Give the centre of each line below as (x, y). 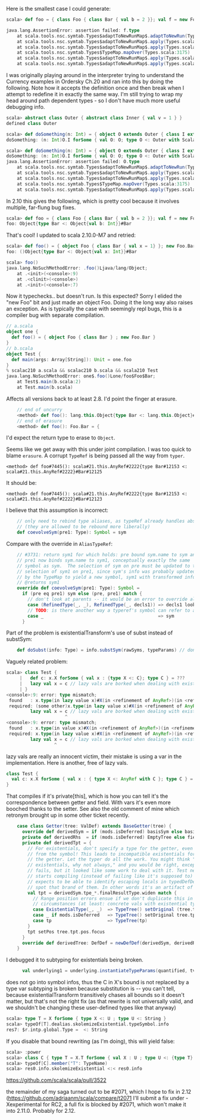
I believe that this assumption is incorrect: (57, 510)
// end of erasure (40, 421)
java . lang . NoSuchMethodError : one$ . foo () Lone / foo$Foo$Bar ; (81, 376)
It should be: (21, 483)
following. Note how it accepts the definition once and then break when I (95, 88)
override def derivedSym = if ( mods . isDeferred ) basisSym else (102, 832)
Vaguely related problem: (37, 662)
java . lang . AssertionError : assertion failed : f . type (73, 30)
